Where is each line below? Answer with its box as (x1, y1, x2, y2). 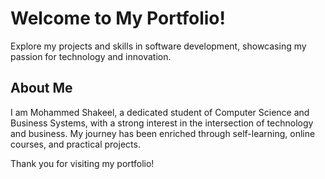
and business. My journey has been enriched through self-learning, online (10, 127, 316, 139)
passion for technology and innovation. (10, 50, 172, 62)
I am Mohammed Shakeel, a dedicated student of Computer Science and (10, 106, 310, 118)
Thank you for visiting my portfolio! (10, 157, 155, 169)
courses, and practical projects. (10, 138, 141, 150)
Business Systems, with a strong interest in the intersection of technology (10, 117, 314, 129)
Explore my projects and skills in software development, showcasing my (10, 40, 307, 52)
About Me (10, 80, 73, 97)
